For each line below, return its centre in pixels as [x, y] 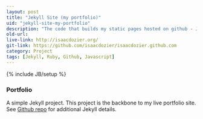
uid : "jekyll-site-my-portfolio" [48, 23]
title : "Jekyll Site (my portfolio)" [54, 18]
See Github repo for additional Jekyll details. [61, 109]
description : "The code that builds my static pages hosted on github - [100, 29]
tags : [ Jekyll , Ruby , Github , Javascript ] [60, 57]
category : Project [29, 51]
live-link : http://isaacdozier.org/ [52, 40]
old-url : [17, 34]
